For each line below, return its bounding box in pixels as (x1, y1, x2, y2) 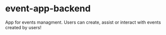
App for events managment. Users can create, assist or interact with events (5, 19, 161, 25)
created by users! (5, 24, 42, 30)
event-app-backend (5, 3, 91, 14)
